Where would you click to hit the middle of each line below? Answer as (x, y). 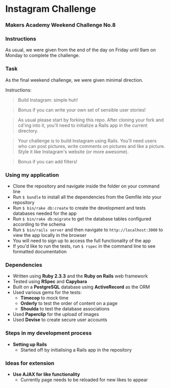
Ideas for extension (30, 363)
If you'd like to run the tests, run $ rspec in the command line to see (84, 246)
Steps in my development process (49, 333)
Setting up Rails (30, 344)
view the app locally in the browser (50, 235)
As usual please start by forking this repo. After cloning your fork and (91, 120)
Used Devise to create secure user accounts (60, 320)
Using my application (32, 175)
